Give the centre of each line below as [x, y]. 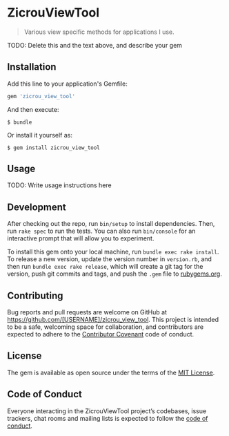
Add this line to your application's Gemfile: [67, 84]
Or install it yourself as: [40, 135]
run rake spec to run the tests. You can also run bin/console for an [101, 231]
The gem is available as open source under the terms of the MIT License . [111, 372]
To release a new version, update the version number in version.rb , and [110, 259]
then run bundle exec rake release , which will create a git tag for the [105, 267]
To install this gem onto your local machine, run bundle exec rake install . [113, 252]
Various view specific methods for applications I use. [99, 32]
